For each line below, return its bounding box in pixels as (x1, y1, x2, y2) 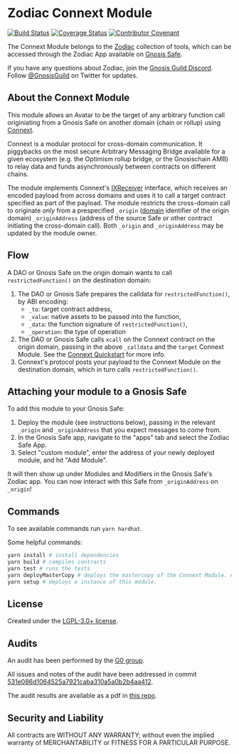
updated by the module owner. (7, 229, 97, 237)
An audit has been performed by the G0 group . (7, 656, 145, 665)
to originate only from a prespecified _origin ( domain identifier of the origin (7, 206, 229, 215)
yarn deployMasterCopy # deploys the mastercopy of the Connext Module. (7, 571, 228, 578)
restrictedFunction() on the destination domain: (7, 276, 152, 284)
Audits (7, 637, 38, 650)
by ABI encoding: (17, 297, 69, 306)
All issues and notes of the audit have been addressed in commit (7, 670, 197, 679)
